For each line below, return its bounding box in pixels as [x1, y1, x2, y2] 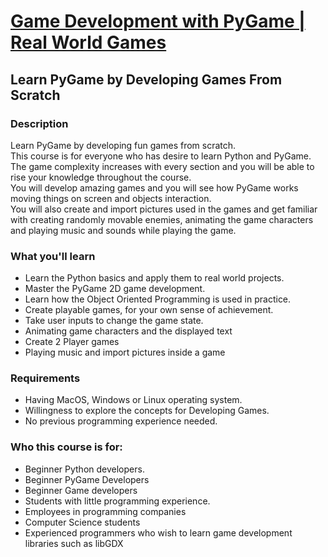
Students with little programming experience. [24, 495, 211, 507]
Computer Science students [24, 516, 141, 528]
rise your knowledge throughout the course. [10, 171, 192, 183]
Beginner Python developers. [24, 463, 145, 475]
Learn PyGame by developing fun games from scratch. [10, 139, 237, 151]
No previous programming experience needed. [24, 415, 218, 427]
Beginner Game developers [24, 484, 138, 496]
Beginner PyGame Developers [24, 473, 150, 485]
